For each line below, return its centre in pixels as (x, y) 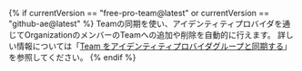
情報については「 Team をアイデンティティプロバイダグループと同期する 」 (154, 46)
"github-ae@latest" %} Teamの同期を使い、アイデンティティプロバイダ (141, 23)
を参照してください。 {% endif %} (72, 57)
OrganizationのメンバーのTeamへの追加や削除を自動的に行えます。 (150, 35)
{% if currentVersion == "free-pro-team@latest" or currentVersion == (139, 13)
